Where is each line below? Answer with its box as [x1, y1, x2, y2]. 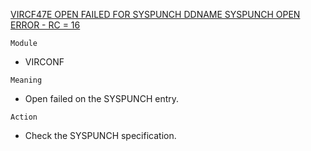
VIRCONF [24, 56, 65, 68]
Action [10, 112, 38, 122]
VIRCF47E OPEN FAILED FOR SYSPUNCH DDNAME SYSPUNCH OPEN [10, 9, 301, 20]
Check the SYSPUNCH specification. [24, 130, 177, 141]
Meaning [10, 75, 43, 85]
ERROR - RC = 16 [10, 19, 81, 31]
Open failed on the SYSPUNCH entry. [24, 93, 180, 104]
